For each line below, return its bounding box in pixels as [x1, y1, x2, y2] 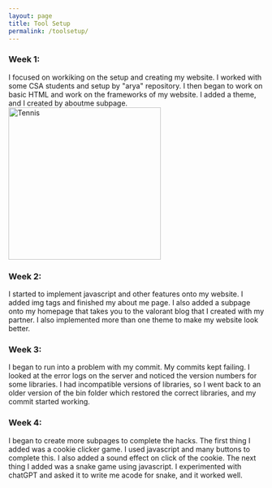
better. [8, 323, 31, 333]
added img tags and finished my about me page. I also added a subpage [8, 297, 251, 307]
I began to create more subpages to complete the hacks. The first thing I [8, 435, 251, 445]
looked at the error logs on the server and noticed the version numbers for [8, 371, 257, 381]
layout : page [8, 11, 53, 20]
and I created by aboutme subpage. [8, 98, 128, 108]
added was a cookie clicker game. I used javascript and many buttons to [8, 444, 250, 454]
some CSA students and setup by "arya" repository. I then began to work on [8, 80, 263, 90]
